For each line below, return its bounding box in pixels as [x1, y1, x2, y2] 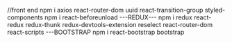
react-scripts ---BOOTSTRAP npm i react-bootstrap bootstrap [7, 28, 185, 36]
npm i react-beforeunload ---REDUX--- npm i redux [44, 13, 193, 21]
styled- [204, 6, 226, 14]
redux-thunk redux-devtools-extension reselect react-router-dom [25, 21, 213, 28]
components [7, 13, 44, 21]
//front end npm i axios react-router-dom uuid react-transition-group [7, 6, 204, 14]
